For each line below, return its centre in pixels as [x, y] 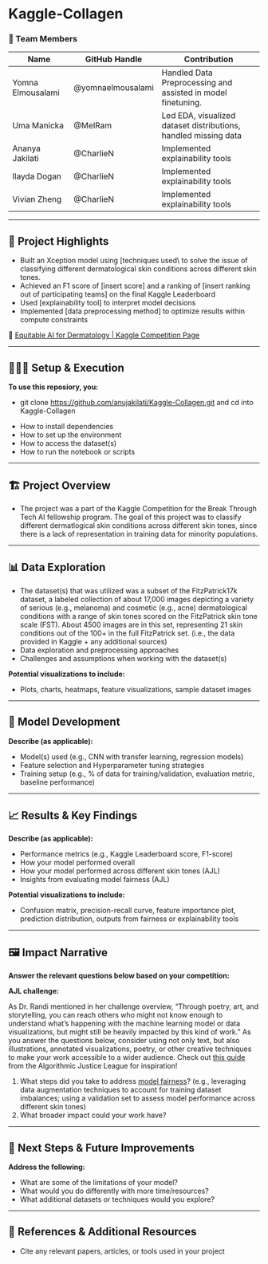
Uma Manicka [38, 126]
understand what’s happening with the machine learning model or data [124, 1024]
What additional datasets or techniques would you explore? [117, 1199]
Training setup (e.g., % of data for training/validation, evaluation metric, [137, 774]
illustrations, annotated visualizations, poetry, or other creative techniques [130, 1049]
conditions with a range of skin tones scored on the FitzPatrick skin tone [138, 616]
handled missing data [201, 136]
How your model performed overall [77, 863]
